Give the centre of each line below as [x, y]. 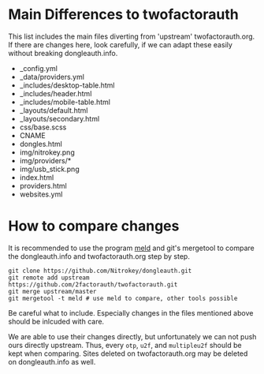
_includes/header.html [56, 93]
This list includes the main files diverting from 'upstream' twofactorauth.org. [132, 36]
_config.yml [38, 68]
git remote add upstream [49, 278]
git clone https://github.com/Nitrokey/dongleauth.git [100, 271]
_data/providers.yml [52, 77]
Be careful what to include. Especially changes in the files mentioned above [131, 312]
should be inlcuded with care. [56, 321]
